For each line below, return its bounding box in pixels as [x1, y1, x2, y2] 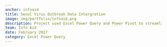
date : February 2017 [5, 30, 48, 35]
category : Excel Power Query [5, 35, 66, 40]
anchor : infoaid [5, 7, 39, 12]
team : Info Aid [5, 25, 37, 30]
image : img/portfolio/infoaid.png [5, 16, 77, 21]
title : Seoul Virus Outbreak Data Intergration [5, 12, 106, 17]
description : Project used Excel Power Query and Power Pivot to [5, 21, 143, 26]
